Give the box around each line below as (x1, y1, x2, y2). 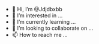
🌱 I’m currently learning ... (11, 18, 76, 25)
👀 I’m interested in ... (11, 12, 63, 19)
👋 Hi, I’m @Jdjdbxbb (11, 6, 63, 12)
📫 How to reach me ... (11, 32, 68, 38)
